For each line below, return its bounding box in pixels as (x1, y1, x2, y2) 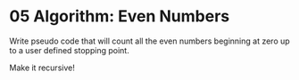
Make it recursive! (9, 62, 76, 73)
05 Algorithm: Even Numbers (9, 6, 230, 27)
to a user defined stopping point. (9, 44, 129, 55)
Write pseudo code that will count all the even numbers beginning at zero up (9, 36, 290, 46)
